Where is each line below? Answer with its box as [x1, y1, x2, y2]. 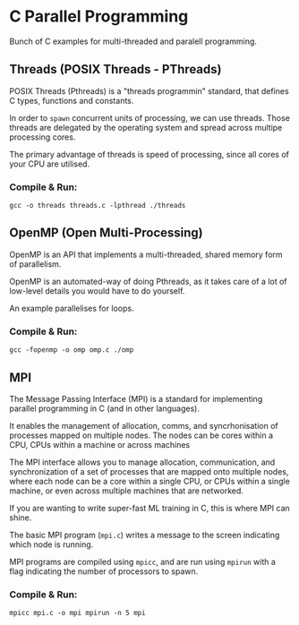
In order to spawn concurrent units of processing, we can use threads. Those [9, 112, 291, 123]
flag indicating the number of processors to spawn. [9, 566, 199, 577]
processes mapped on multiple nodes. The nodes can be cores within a [9, 430, 274, 441]
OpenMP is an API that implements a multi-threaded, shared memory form [9, 249, 284, 260]
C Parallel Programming [9, 6, 189, 27]
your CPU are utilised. [9, 158, 90, 169]
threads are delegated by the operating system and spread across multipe [9, 122, 283, 133]
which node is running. [9, 539, 94, 550]
